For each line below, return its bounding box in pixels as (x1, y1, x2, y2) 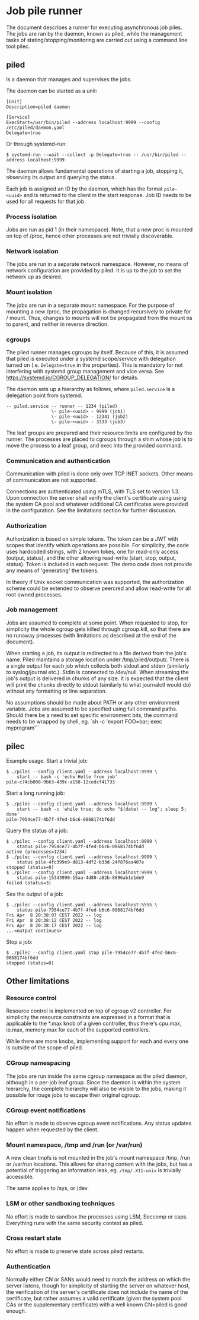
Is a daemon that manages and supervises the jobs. (6, 75, 132, 82)
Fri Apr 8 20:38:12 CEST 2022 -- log (6, 917, 102, 924)
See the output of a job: (6, 890, 64, 897)
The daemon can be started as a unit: (6, 87, 98, 94)
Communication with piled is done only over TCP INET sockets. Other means (6, 470, 193, 477)
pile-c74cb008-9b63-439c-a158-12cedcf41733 (6, 779, 115, 785)
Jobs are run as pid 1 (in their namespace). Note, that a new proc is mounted (6, 226, 193, 233)
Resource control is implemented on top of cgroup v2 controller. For (6, 1007, 172, 1014)
